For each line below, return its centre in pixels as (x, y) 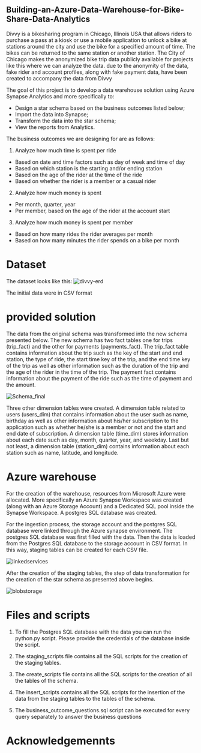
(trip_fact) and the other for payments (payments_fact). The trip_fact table (97, 346)
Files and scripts (48, 615)
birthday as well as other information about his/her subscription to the (92, 421)
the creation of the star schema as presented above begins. (80, 579)
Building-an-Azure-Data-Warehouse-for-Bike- (95, 10)
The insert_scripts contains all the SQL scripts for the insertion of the (100, 692)
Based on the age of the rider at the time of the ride (78, 175)
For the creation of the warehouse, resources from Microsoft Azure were (96, 493)
